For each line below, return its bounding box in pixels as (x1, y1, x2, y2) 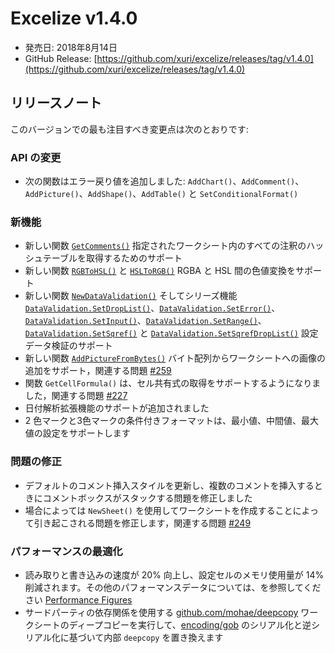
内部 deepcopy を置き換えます (103, 631, 224, 643)
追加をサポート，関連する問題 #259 (24, 365, 172, 377)
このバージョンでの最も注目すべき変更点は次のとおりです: (10, 123, 249, 135)
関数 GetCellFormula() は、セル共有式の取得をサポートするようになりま (24, 377, 322, 389)
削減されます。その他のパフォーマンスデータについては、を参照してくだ (24, 581, 322, 593)
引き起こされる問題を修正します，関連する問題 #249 (33, 517, 252, 529)
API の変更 (10, 150, 62, 164)
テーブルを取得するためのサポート (42, 252, 183, 264)
